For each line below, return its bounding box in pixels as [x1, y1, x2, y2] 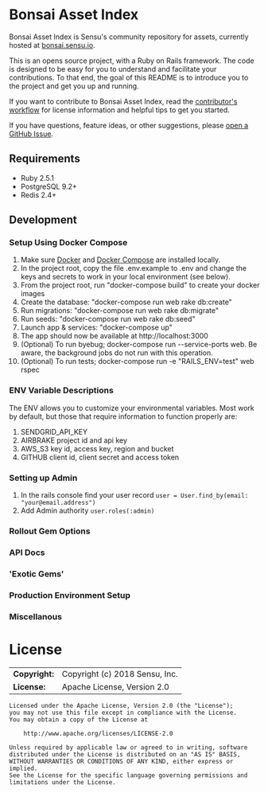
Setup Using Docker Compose [9, 237, 128, 248]
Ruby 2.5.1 [20, 173, 55, 182]
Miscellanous [9, 611, 63, 622]
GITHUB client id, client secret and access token [20, 452, 180, 462]
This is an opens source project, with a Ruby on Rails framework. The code [9, 56, 254, 65]
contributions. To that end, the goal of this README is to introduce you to [9, 72, 249, 82]
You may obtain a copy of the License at [9, 715, 149, 724]
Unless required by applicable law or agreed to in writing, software [9, 743, 248, 752]
